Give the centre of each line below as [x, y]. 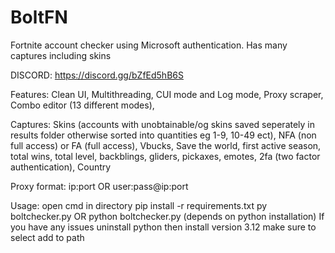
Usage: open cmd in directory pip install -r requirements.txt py [139, 205]
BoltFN [39, 17]
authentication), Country [61, 167]
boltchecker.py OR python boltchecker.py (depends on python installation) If [167, 216]
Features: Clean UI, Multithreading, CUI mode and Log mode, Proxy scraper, [167, 94]
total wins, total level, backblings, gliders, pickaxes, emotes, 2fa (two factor [165, 156]
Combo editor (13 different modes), [82, 105]
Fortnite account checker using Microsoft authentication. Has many [149, 45]
